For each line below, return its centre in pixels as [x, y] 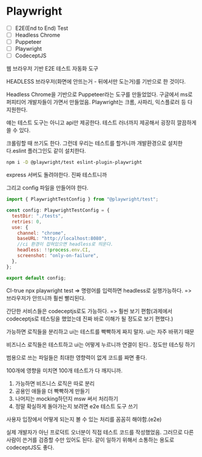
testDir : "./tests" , [38, 216]
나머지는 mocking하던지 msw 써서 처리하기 [66, 399]
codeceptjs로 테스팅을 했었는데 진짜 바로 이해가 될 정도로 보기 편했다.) [90, 319]
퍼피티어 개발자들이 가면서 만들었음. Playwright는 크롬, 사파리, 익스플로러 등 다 [99, 102]
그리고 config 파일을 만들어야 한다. [48, 188]
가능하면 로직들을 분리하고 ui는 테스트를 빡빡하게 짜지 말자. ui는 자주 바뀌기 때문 [100, 331]
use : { [20, 227]
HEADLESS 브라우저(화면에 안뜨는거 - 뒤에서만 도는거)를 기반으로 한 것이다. [96, 82]
